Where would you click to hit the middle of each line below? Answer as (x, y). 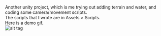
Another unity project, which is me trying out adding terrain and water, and (81, 7)
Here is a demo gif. (24, 23)
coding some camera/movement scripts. (46, 12)
